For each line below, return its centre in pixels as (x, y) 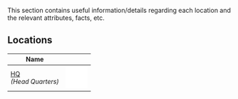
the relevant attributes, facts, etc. (56, 18)
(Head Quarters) (35, 82)
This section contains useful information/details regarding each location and (119, 10)
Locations (30, 40)
